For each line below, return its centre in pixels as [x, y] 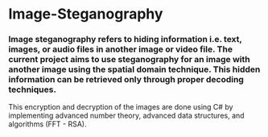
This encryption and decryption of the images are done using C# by [121, 107]
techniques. [32, 89]
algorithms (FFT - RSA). [47, 124]
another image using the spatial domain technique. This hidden [134, 69]
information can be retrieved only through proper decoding [126, 80]
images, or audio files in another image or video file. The [121, 49]
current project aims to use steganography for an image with [130, 60]
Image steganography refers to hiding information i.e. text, [126, 39]
